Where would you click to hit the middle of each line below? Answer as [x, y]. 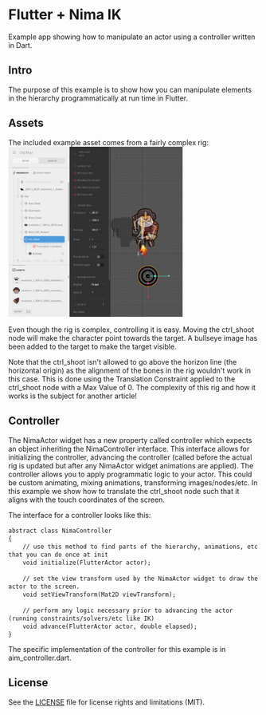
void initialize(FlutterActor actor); [87, 563]
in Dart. [20, 45]
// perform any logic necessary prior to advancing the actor [128, 610]
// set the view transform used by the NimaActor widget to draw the [141, 579]
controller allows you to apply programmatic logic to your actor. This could [130, 474]
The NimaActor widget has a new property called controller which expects [130, 440]
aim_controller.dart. [40, 658]
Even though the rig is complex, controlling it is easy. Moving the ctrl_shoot [131, 330]
